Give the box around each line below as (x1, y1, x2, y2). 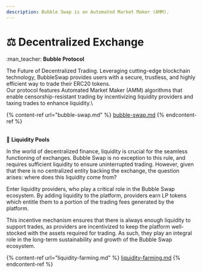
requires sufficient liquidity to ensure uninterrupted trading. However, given (6, 161, 194, 168)
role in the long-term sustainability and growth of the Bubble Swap (6, 235, 173, 243)
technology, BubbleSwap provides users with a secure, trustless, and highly (6, 74, 196, 81)
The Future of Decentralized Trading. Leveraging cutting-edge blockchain (6, 67, 191, 74)
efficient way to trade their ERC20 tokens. (6, 80, 111, 87)
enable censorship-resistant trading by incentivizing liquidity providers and (6, 92, 194, 100)
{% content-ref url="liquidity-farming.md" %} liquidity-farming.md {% (6, 254, 181, 261)
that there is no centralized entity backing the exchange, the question (6, 167, 180, 174)
